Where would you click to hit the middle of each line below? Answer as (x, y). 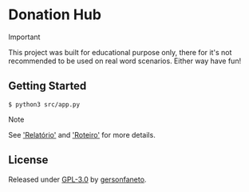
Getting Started (47, 86)
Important (24, 37)
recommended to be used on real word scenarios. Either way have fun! (125, 61)
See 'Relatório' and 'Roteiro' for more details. (82, 134)
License (28, 160)
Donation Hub (55, 15)
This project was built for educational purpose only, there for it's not (120, 52)
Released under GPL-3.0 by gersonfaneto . (77, 179)
